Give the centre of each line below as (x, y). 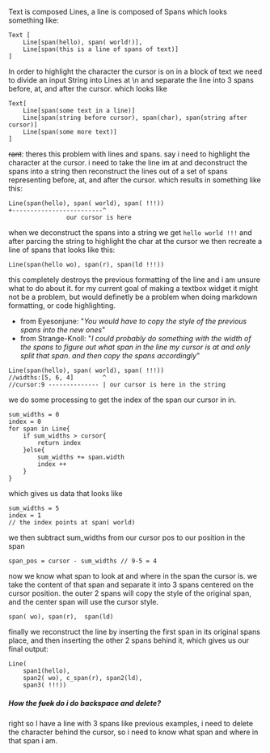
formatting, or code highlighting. (62, 306)
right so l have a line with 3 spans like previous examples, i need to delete (131, 723)
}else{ (34, 450)
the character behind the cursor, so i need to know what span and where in (133, 732)
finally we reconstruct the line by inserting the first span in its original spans (135, 632)
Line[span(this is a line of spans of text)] (101, 49)
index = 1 (25, 516)
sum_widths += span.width (81, 457)
